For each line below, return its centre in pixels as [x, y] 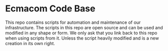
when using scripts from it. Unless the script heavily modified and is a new [82, 38]
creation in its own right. [30, 43]
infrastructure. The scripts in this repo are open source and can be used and [84, 27]
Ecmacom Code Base [50, 9]
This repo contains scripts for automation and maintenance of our [73, 22]
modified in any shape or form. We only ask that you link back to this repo [81, 33]
